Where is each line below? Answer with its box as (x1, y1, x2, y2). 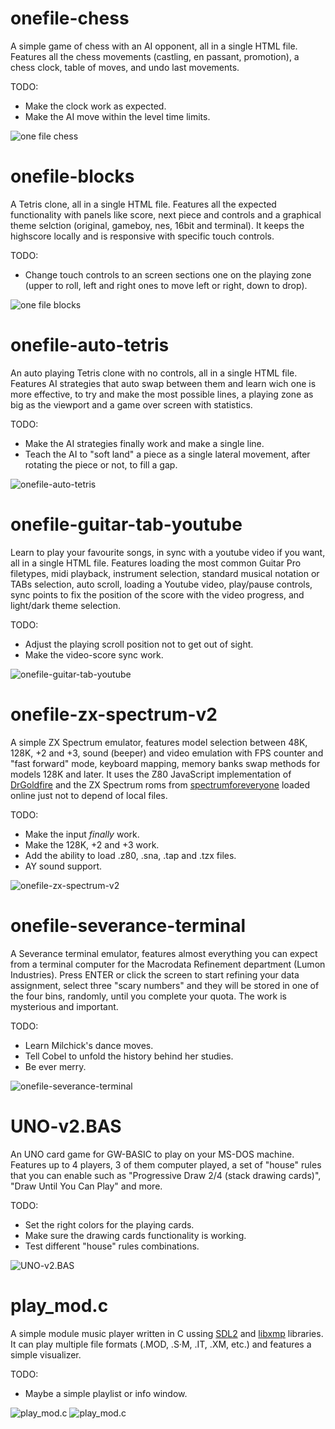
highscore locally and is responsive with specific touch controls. (10, 230, 275, 242)
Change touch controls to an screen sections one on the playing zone (24, 268, 312, 281)
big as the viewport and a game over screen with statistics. (10, 398, 253, 411)
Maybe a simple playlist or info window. (24, 1387, 188, 1399)
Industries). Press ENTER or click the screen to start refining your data (10, 968, 300, 981)
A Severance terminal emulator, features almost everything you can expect (10, 947, 318, 959)
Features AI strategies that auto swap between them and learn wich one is (10, 377, 317, 389)
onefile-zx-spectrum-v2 (10, 703, 218, 726)
